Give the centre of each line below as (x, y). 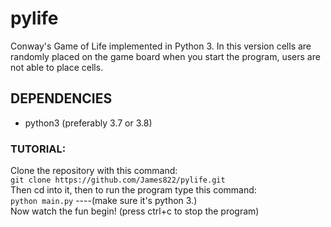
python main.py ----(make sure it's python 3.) (104, 201)
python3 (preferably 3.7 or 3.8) (88, 123)
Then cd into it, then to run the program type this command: (133, 190)
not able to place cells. (57, 67)
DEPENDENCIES (61, 98)
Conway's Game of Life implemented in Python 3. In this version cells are (161, 46)
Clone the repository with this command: (94, 171)
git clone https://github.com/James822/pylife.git (118, 180)
